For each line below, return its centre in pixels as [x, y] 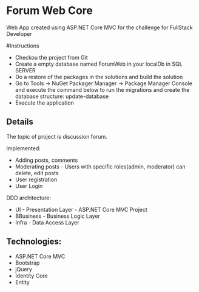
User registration [36, 179]
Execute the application [44, 103]
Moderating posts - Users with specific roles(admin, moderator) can [100, 166]
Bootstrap [27, 263]
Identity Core [32, 276]
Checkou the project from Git [51, 57]
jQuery [23, 269]
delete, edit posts [37, 173]
